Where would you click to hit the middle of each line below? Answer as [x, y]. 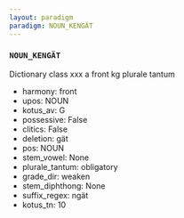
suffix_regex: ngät [55, 195]
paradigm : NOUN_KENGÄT [51, 26]
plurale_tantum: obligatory [70, 166]
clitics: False [45, 129]
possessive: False [55, 119]
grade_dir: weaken [56, 176]
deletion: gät [45, 138]
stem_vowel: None [56, 157]
